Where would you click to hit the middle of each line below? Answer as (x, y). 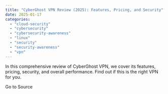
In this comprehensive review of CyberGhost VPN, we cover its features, (80, 66)
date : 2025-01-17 (23, 15)
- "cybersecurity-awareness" (40, 33)
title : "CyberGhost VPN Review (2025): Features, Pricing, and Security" (85, 10)
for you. (13, 77)
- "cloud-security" (30, 24)
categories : (18, 19)
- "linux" (20, 38)
